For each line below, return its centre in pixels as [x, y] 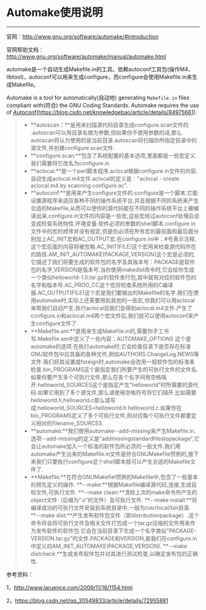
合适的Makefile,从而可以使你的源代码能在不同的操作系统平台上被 [112, 208]
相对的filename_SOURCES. [70, 423]
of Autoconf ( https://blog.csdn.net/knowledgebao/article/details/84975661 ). [102, 112]
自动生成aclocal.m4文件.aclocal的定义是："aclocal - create [105, 178]
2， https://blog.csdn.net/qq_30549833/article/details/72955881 [87, 600]
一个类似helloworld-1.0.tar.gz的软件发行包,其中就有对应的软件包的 [113, 277]
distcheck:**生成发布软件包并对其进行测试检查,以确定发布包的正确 [114, 553]
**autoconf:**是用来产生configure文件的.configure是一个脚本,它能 [114, 193]
